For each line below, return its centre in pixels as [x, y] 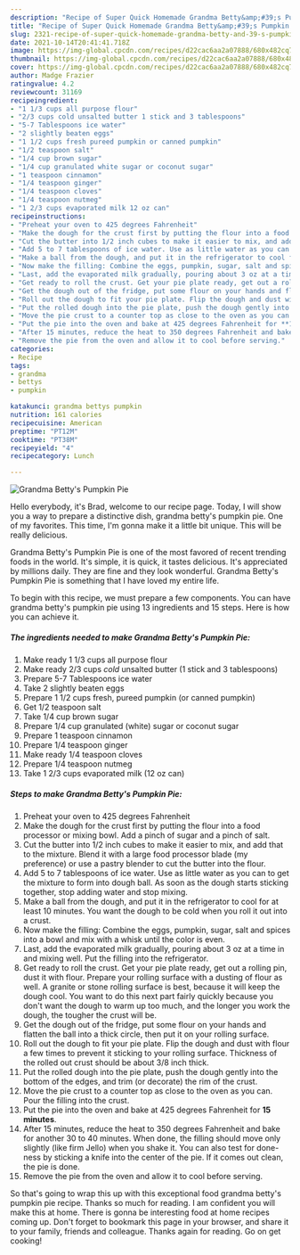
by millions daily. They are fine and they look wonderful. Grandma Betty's [144, 571]
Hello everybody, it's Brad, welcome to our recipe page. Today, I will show [146, 507]
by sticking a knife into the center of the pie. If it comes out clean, [163, 1157]
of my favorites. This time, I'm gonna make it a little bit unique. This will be [146, 526]
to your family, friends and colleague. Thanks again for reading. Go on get [146, 1232]
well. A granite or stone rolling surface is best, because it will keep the [151, 987]
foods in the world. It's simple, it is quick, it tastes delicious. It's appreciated [149, 562]
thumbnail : [30, 59]
